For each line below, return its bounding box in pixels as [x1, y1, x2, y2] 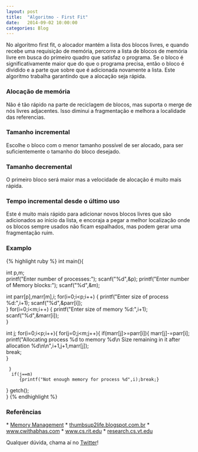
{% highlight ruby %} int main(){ [6, 258, 84, 265]
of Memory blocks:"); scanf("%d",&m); [6, 281, 100, 288]
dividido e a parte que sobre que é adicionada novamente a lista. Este [6, 66, 176, 74]
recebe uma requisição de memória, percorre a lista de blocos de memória [6, 48, 187, 55]
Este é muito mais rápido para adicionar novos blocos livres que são [6, 210, 172, 217]
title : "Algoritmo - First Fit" [6, 14, 88, 20]
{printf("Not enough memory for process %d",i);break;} [19, 376, 160, 382]
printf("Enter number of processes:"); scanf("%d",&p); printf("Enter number [6, 275, 190, 282]
